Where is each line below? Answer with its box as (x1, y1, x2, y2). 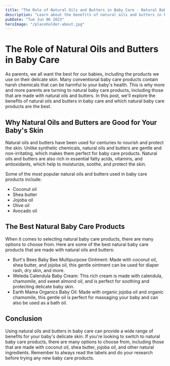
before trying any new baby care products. (5, 355, 95, 361)
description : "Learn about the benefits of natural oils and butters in (5, 12, 162, 17)
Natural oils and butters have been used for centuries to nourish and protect (5, 140, 164, 145)
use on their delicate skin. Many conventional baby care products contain (5, 77, 158, 83)
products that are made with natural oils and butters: (5, 247, 115, 253)
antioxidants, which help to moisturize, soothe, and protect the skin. (5, 161, 147, 167)
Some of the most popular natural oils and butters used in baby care (5, 171, 148, 177)
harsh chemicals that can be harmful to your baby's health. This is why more (5, 82, 165, 88)
